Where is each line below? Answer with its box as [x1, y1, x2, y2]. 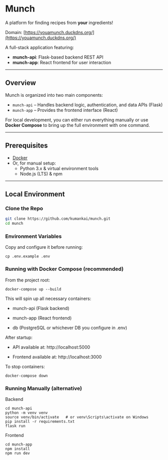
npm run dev [5, 450, 30, 455]
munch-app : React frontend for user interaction [12, 59, 111, 65]
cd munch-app [5, 442, 32, 447]
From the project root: [5, 277, 50, 283]
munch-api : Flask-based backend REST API [12, 54, 103, 60]
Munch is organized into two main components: [5, 92, 103, 98]
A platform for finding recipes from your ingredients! [5, 20, 113, 26]
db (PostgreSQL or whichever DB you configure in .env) [12, 325, 127, 331]
